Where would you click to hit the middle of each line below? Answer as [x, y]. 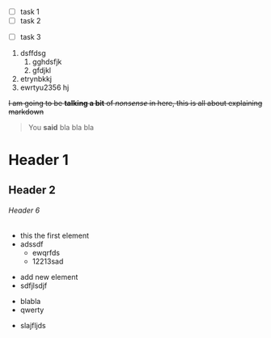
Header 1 [38, 160]
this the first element [55, 235]
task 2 [30, 21]
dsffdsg [33, 53]
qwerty [32, 310]
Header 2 [32, 190]
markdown [26, 112]
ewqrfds [46, 252]
